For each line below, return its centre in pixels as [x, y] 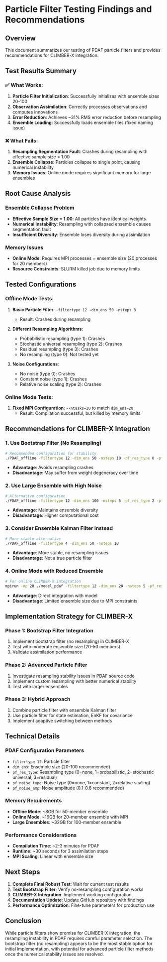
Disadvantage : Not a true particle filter [52, 558]
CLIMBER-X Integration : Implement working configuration [72, 894]
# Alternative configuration [35, 496]
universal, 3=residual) [35, 777]
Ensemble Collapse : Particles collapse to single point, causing [76, 162]
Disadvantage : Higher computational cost [55, 515]
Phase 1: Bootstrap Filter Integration [49, 630]
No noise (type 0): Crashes [47, 373]
